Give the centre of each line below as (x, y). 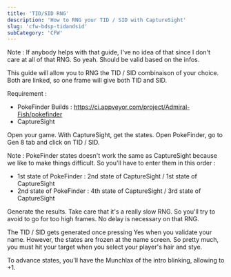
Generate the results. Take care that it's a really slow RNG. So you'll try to (111, 212)
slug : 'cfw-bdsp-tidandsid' (48, 26)
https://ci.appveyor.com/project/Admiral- (132, 107)
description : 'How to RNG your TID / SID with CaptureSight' (97, 20)
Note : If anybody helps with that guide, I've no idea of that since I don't (109, 52)
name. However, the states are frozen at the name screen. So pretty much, (113, 240)
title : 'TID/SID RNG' (38, 13)
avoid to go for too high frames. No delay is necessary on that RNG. (103, 219)
